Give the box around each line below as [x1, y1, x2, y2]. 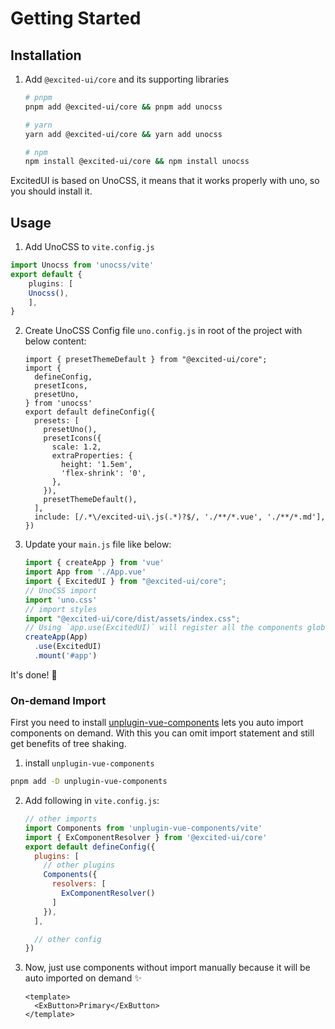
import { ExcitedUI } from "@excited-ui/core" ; [24, 577, 227, 587]
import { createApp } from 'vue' [24, 558, 165, 568]
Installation [10, 47, 82, 64]
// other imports [24, 814, 98, 824]
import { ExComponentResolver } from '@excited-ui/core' [24, 832, 268, 842]
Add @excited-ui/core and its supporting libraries [24, 73, 230, 85]
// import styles [24, 604, 98, 614]
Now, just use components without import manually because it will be [24, 962, 311, 974]
